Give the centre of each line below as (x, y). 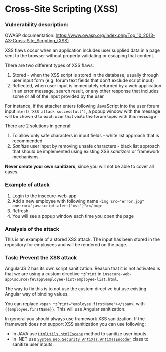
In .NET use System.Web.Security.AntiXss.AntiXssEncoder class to (80, 339)
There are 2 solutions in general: (38, 126)
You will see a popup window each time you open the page (73, 216)
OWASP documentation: (30, 35)
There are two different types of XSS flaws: (50, 65)
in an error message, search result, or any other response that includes (85, 91)
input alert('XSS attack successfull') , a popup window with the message (83, 111)
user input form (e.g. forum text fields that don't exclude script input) (83, 80)
